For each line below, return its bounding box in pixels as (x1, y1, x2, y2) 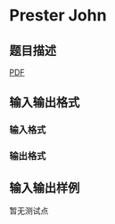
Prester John (9, 5, 107, 26)
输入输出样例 (9, 180, 80, 196)
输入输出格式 (9, 95, 80, 110)
